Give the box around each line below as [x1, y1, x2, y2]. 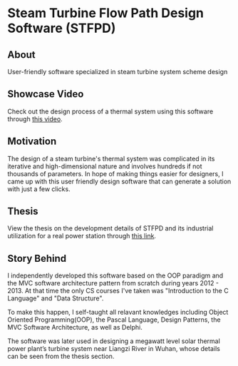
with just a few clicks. [7, 184, 71, 193]
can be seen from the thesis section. [7, 352, 115, 361]
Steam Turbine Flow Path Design [7, 5, 205, 21]
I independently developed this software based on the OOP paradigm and [7, 271, 224, 280]
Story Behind [7, 252, 67, 265]
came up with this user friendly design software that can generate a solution [7, 177, 232, 185]
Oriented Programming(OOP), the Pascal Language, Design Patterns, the [7, 315, 221, 324]
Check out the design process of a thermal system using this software [7, 107, 214, 116]
